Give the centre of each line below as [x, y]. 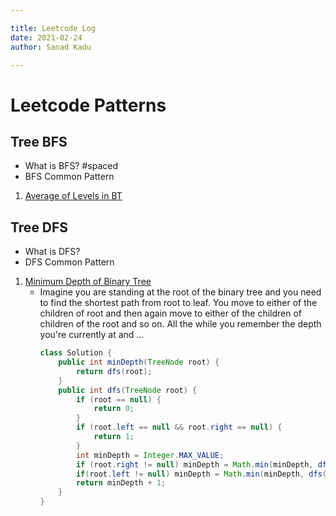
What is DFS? [52, 252]
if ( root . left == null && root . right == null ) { [179, 427]
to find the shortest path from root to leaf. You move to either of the [178, 303]
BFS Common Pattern [69, 177]
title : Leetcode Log [53, 28]
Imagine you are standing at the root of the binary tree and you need [180, 292]
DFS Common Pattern [69, 262]
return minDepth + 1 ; [121, 483]
